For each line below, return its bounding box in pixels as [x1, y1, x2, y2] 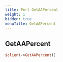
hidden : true [5, 16, 32, 21]
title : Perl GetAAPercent [5, 7, 58, 12]
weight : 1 [5, 12, 26, 17]
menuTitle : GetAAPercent [5, 21, 56, 26]
